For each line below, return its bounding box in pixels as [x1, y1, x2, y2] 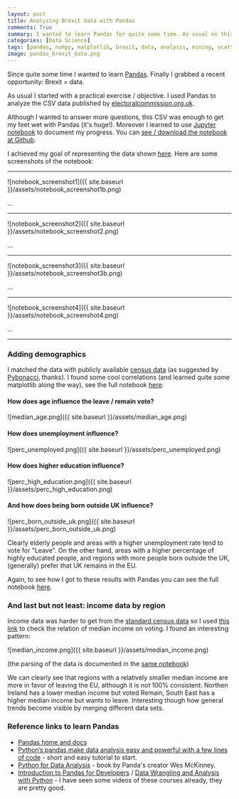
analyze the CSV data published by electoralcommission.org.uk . [7, 99, 195, 107]
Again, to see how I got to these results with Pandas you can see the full [7, 575, 219, 583]
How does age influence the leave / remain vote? [7, 397, 154, 406]
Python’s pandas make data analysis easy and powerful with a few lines [17, 745, 228, 754]
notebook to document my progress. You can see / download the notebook [7, 128, 228, 136]
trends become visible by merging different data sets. [7, 704, 164, 713]
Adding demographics [7, 349, 87, 359]
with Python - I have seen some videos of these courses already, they [17, 775, 223, 784]
